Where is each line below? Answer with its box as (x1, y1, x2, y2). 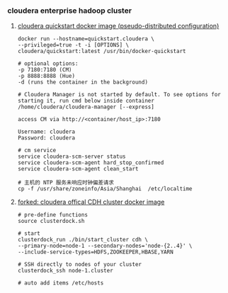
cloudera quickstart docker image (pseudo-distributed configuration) (17, 22, 220, 30)
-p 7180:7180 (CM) (17, 67, 72, 74)
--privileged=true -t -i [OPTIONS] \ (17, 42, 130, 49)
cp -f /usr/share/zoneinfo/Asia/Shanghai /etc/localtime (17, 185, 193, 193)
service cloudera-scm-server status (17, 153, 126, 161)
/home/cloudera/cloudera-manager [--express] (17, 103, 154, 111)
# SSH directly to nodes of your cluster (17, 261, 142, 268)
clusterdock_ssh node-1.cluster (17, 268, 113, 275)
